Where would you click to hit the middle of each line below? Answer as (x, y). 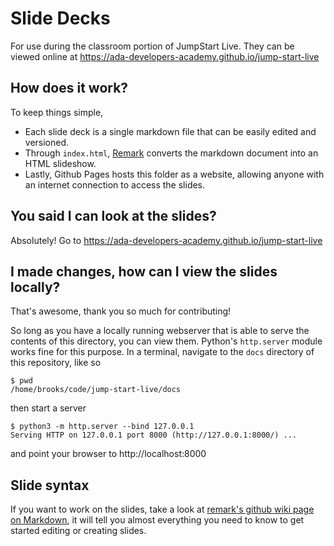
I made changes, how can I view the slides (144, 271)
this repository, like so (56, 363)
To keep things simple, (57, 112)
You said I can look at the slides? (113, 216)
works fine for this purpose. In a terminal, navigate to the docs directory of (162, 352)
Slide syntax (50, 485)
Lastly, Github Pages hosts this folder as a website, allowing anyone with (174, 174)
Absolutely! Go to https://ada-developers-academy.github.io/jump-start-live (166, 240)
